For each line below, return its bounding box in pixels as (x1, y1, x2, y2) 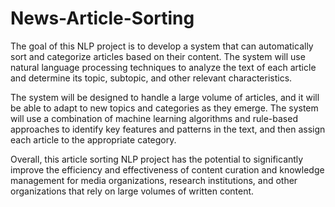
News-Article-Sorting (10, 7, 195, 30)
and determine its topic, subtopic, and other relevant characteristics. (10, 72, 293, 84)
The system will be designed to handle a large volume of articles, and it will (10, 91, 320, 103)
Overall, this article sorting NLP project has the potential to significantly (10, 153, 304, 165)
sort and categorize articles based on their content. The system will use (10, 50, 306, 62)
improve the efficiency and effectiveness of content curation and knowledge (10, 163, 325, 176)
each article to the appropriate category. (10, 133, 177, 146)
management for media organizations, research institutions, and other (10, 174, 298, 186)
